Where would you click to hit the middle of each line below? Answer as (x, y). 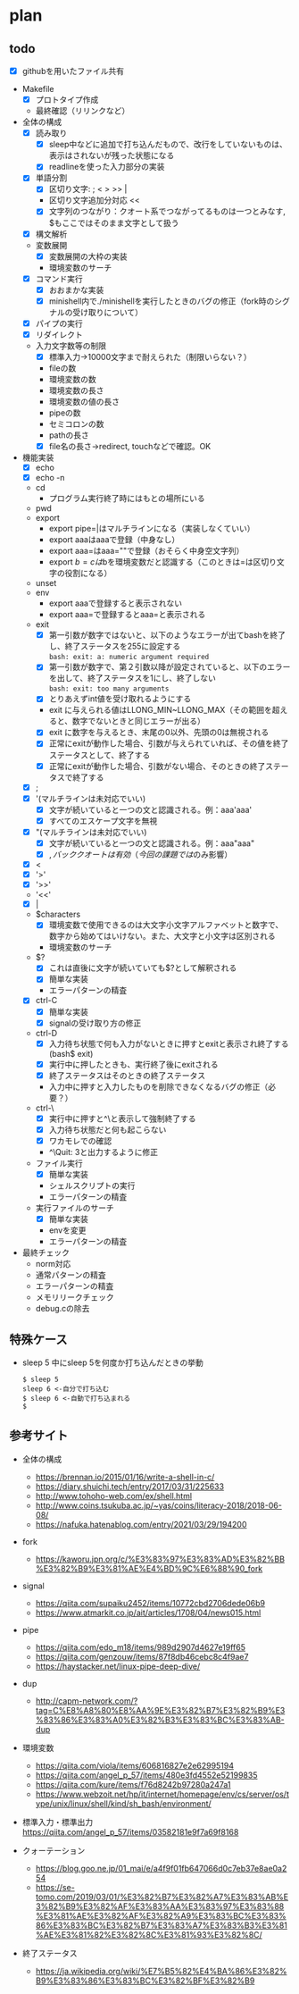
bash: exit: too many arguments (109, 689)
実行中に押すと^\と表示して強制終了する (122, 1118)
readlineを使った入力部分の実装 (107, 167)
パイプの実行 (59, 323)
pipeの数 (65, 413)
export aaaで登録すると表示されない (116, 603)
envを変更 (67, 1230)
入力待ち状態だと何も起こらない (108, 1129)
